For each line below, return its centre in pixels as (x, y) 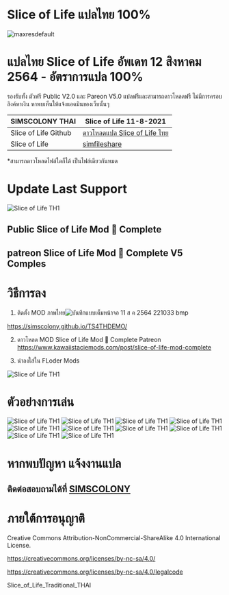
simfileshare (102, 144)
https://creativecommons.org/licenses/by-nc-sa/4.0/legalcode (95, 572)
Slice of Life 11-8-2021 (125, 121)
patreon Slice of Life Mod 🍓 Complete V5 (95, 253)
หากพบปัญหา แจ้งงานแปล (64, 463)
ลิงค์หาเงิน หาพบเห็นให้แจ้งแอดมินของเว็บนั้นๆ (58, 104)
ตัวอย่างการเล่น (41, 402)
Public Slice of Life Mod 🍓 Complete (84, 230)
